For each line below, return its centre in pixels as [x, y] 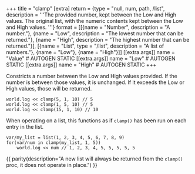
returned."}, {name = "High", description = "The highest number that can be [98, 40]
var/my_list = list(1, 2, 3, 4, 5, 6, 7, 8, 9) [65, 138]
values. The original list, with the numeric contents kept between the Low [95, 21]
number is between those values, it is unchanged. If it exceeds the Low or [95, 82]
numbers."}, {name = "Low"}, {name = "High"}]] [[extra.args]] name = [90, 52]
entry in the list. [25, 127]
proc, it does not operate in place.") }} [52, 165]
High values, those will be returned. [49, 88]
